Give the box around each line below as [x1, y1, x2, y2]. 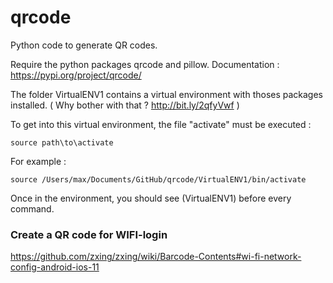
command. [10, 202, 55, 215]
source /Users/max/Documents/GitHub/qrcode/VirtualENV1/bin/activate [10, 174, 307, 185]
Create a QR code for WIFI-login [10, 227, 168, 241]
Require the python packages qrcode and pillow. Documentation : [10, 58, 280, 70]
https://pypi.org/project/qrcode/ [10, 69, 142, 81]
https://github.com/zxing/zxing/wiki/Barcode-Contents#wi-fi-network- [10, 251, 302, 263]
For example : [10, 155, 67, 167]
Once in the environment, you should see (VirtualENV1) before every [10, 192, 292, 204]
